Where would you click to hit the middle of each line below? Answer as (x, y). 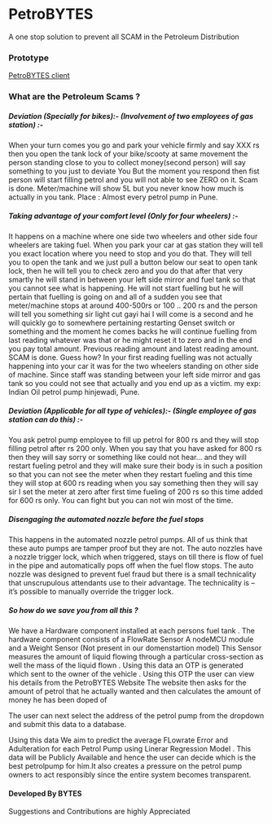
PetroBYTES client (39, 76)
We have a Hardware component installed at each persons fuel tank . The (132, 631)
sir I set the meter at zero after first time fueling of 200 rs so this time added (136, 492)
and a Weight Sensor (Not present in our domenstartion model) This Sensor (135, 648)
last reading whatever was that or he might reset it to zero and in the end (130, 340)
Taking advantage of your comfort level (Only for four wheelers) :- (123, 216)
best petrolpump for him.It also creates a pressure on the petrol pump (125, 766)
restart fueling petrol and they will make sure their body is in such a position (136, 466)
